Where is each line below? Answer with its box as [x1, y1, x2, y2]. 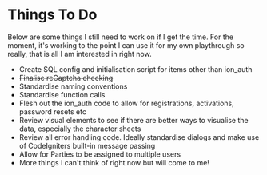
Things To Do [7, 6, 98, 24]
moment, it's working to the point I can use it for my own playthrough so [7, 40, 245, 50]
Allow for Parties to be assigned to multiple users [18, 149, 181, 159]
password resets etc [18, 106, 87, 117]
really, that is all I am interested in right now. [7, 49, 153, 58]
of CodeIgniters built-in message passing [18, 141, 156, 150]
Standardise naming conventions [18, 82, 128, 91]
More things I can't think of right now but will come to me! [18, 157, 209, 167]
